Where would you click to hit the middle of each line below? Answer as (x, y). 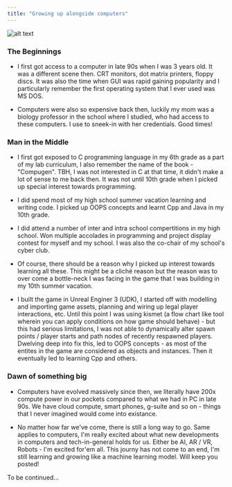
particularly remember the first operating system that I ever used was (116, 88)
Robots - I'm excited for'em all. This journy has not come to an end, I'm (118, 449)
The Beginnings (34, 51)
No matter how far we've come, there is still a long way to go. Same (114, 427)
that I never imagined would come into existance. (87, 413)
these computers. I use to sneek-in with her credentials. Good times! (115, 124)
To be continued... (33, 477)
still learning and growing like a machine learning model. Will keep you (117, 456)
